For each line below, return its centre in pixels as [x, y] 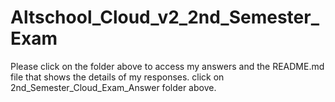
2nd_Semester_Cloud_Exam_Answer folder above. [113, 87]
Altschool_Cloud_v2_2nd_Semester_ [165, 17]
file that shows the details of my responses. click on [117, 77]
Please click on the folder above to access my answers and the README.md [167, 66]
